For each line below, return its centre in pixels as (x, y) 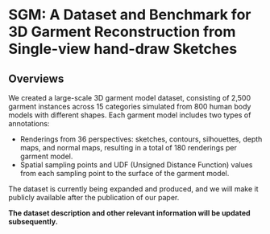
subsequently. (33, 222)
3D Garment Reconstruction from (122, 32)
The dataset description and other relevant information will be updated (130, 213)
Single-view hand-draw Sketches (123, 49)
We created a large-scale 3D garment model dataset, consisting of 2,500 (130, 98)
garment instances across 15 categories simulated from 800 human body (130, 107)
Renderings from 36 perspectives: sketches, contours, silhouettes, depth (141, 139)
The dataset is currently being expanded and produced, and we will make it (134, 189)
